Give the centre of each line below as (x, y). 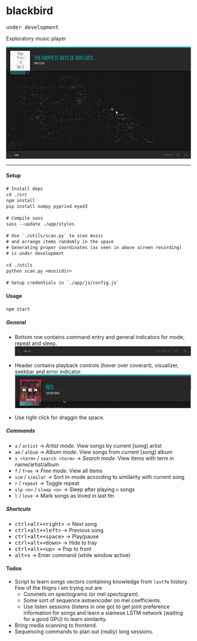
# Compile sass (25, 218)
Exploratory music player (36, 38)
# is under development (35, 253)
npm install (21, 200)
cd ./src (17, 194)
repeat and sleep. (36, 343)
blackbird (30, 11)
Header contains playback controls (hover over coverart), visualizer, (97, 365)
